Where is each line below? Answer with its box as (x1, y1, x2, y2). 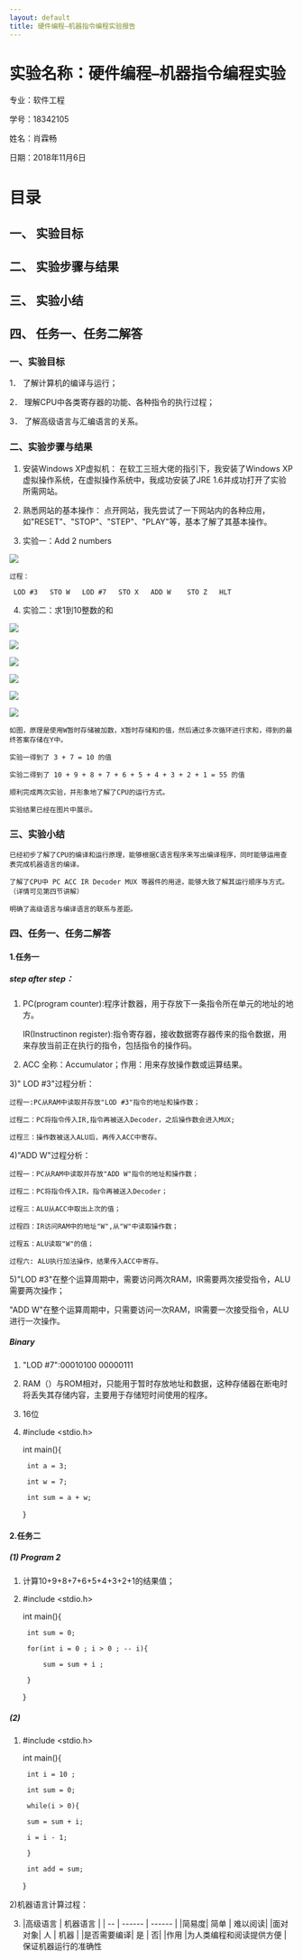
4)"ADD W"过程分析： (9, 1149, 91, 1160)
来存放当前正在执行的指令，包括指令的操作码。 (22, 1039, 197, 1051)
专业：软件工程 (9, 95, 65, 106)
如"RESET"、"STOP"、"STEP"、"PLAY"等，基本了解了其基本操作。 (22, 516, 272, 527)
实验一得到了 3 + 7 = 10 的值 (9, 752, 113, 762)
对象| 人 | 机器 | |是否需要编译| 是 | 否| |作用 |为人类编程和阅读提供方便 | (22, 1929, 287, 1940)
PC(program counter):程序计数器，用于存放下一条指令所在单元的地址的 (22, 998, 286, 1008)
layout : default (9, 13, 70, 23)
